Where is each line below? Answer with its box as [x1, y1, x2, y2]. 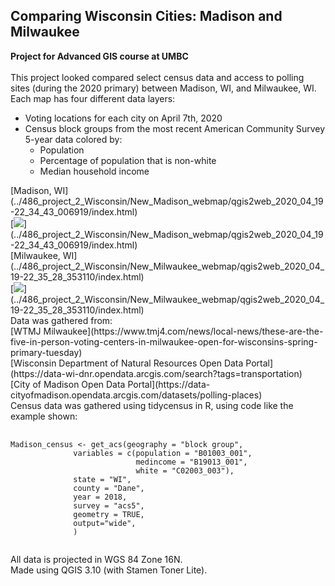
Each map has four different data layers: [10, 92, 176, 104]
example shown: [10, 410, 78, 422]
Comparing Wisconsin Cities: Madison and [10, 8, 283, 25]
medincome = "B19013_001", [135, 457, 248, 467]
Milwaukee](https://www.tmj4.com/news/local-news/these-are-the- [43, 325, 324, 337]
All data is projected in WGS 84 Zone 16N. [10, 553, 183, 565]
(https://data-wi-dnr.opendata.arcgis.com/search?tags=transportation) [10, 367, 303, 379]
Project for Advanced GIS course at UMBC [10, 50, 189, 62]
